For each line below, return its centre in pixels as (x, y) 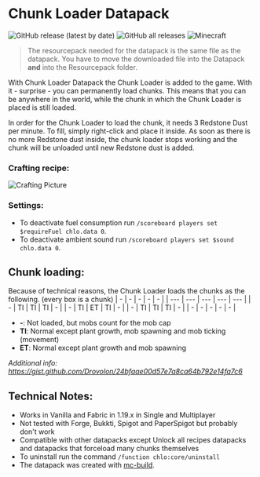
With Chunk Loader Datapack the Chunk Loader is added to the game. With (130, 82)
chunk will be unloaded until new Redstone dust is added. (101, 147)
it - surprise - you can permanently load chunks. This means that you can (127, 90)
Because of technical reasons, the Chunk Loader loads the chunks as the (126, 291)
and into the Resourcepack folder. (82, 67)
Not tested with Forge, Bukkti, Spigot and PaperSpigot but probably (128, 424)
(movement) (39, 340)
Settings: (26, 206)
